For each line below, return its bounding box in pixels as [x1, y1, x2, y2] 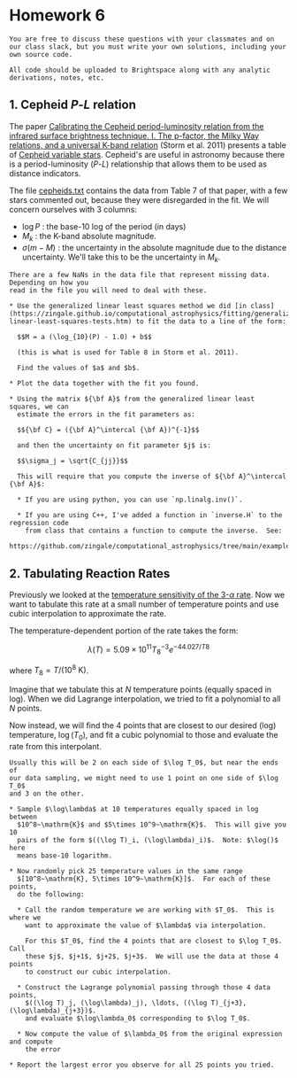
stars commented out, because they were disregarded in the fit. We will [9, 194, 270, 205]
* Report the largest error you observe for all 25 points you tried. [9, 1060, 275, 1069]
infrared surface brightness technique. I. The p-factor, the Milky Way [9, 130, 259, 141]
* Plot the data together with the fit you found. [9, 379, 200, 388]
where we [9, 913, 42, 922]
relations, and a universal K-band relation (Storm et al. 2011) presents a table [9, 139, 287, 151]
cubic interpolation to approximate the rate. [9, 609, 167, 619]
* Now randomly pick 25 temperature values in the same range [9, 866, 243, 875]
